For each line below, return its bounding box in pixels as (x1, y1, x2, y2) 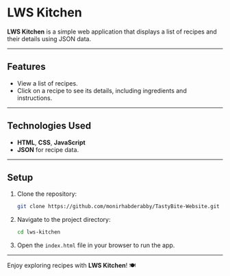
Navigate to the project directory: (16, 216, 111, 224)
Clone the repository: (16, 190, 77, 198)
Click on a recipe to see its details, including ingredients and (16, 86, 187, 95)
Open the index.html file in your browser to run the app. (16, 241, 175, 249)
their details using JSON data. (7, 34, 91, 42)
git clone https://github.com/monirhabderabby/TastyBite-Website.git (16, 203, 220, 210)
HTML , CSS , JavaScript (16, 138, 86, 147)
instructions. (16, 94, 53, 102)
